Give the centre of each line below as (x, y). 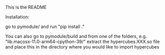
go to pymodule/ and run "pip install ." (45, 26)
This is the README (26, 7)
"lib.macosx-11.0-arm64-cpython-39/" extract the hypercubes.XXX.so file (82, 41)
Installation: (17, 17)
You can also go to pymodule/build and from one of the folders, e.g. (76, 36)
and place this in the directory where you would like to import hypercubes (82, 47)
